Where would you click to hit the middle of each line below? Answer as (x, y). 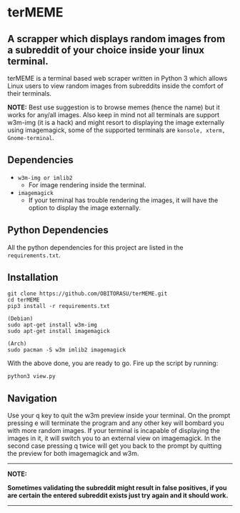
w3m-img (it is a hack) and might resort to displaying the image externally (116, 123)
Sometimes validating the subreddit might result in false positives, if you (117, 488)
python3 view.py (31, 377)
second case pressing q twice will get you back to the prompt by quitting (115, 446)
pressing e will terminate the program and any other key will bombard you (116, 423)
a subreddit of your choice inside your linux (106, 50)
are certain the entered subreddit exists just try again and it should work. (118, 495)
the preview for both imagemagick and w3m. (73, 454)
